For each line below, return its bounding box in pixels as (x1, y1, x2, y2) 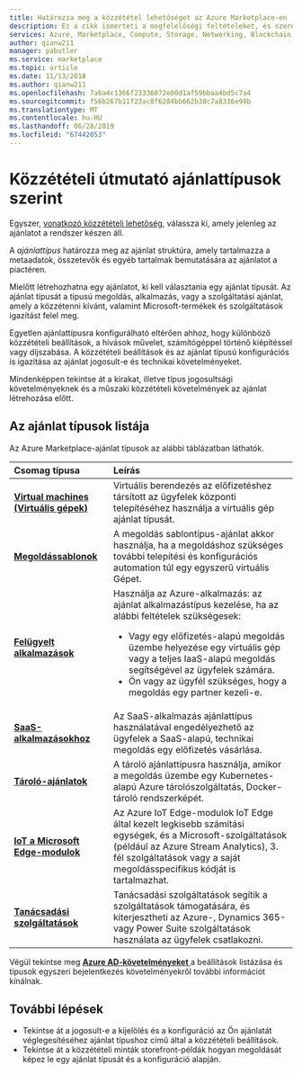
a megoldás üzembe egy (113, 769, 218, 782)
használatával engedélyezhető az (113, 720, 254, 733)
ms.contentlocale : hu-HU (9, 113, 102, 122)
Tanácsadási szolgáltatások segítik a (113, 888, 268, 900)
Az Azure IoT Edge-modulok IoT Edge (113, 806, 274, 818)
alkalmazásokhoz (13, 732, 91, 745)
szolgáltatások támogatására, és (113, 899, 250, 912)
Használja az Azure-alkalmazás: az (113, 586, 262, 599)
